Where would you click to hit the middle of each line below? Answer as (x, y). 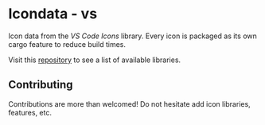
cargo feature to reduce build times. (67, 44)
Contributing (41, 85)
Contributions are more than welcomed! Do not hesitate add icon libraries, (129, 104)
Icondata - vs (53, 14)
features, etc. (30, 112)
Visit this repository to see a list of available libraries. (95, 60)
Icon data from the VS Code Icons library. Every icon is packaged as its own (132, 36)
